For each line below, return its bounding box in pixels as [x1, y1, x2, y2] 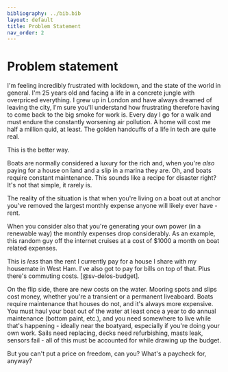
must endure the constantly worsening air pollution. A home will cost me [7, 118, 211, 126]
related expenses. [7, 244, 58, 253]
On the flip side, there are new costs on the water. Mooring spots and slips [7, 286, 217, 294]
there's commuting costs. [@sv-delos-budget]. [7, 272, 140, 280]
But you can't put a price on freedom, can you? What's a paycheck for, [7, 349, 207, 358]
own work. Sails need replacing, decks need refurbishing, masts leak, [7, 329, 203, 337]
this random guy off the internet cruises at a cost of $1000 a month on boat [7, 237, 220, 245]
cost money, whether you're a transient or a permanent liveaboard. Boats [7, 292, 214, 301]
